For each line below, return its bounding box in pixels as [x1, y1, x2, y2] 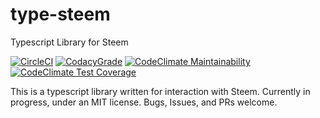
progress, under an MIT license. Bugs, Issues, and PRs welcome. [10, 96, 278, 108]
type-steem [10, 3, 111, 26]
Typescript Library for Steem [10, 36, 129, 48]
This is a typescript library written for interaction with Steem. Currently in [10, 85, 311, 97]
